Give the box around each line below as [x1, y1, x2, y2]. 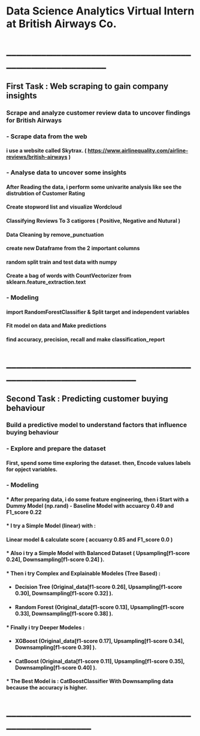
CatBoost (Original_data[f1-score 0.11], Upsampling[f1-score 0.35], [14, 657, 185, 665]
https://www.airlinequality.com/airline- [87, 147, 189, 154]
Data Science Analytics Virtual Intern [6, 4, 195, 18]
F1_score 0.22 [6, 508, 42, 516]
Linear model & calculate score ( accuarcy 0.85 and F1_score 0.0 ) [6, 536, 173, 543]
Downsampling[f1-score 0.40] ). [14, 664, 97, 671]
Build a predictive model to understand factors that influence [6, 421, 187, 429]
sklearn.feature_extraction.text [6, 278, 86, 286]
